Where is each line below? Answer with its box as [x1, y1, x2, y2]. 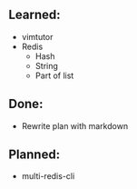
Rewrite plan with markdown [21, 120, 129, 131]
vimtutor [21, 31, 54, 42]
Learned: [8, 7, 61, 23]
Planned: [8, 147, 61, 163]
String [34, 60, 58, 71]
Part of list [34, 70, 74, 81]
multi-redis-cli [21, 171, 75, 182]
